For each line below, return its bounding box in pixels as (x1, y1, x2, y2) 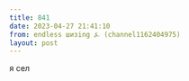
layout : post (9, 38, 58, 48)
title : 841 (9, 13, 50, 22)
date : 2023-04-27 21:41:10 (9, 22, 111, 31)
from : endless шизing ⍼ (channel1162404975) (9, 30, 181, 39)
